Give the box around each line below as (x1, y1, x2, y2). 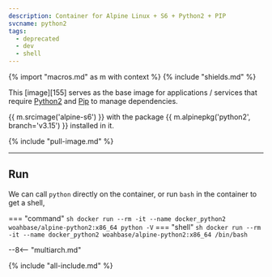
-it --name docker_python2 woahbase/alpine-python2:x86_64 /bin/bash (8, 231, 249, 239)
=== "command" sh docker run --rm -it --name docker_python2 (8, 213, 227, 223)
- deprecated (15, 34, 60, 43)
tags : (8, 27, 27, 35)
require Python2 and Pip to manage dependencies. (8, 97, 178, 106)
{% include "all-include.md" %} (8, 261, 113, 271)
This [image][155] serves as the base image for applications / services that (8, 88, 257, 97)
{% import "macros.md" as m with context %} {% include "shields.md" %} (8, 72, 257, 81)
